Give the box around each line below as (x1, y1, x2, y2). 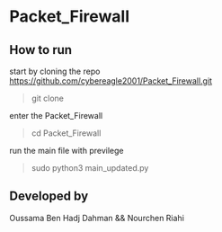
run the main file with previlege (9, 146, 124, 156)
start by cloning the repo (9, 66, 101, 76)
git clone (31, 93, 65, 103)
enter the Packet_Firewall (9, 111, 103, 120)
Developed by (9, 189, 89, 204)
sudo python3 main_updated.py (31, 163, 149, 173)
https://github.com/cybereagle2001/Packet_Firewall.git (9, 76, 213, 86)
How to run (9, 42, 73, 58)
